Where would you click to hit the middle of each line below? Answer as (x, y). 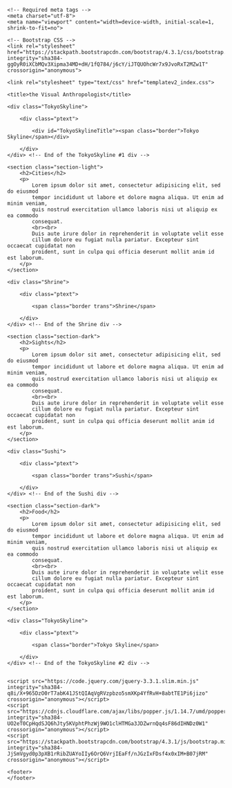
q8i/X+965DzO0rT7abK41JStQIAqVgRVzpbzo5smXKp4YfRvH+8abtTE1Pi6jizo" (108, 693)
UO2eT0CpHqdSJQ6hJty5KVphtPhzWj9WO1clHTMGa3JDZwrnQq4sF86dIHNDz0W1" (108, 724)
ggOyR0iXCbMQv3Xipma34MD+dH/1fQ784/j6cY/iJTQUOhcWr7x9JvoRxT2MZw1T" (108, 64)
